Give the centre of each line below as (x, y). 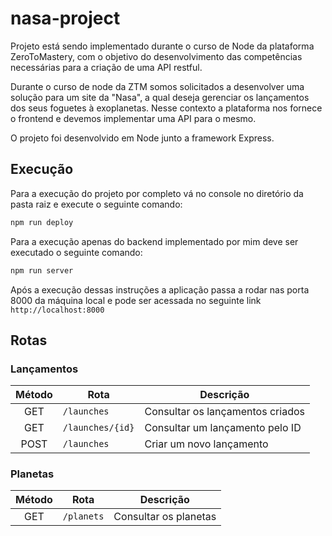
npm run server (42, 270)
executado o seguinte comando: (76, 252)
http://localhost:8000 (57, 310)
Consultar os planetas (165, 517)
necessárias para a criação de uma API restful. (106, 67)
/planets (83, 516)
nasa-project (65, 18)
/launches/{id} (98, 428)
